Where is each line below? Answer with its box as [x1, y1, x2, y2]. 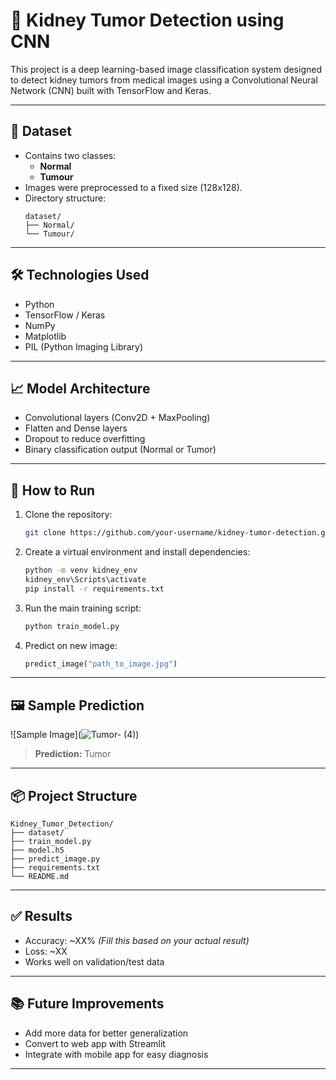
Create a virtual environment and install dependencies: [24, 546, 251, 558]
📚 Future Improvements [10, 995, 165, 1013]
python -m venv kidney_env [24, 565, 138, 576]
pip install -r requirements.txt [24, 584, 165, 594]
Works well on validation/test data [24, 955, 165, 968]
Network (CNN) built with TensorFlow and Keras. [10, 84, 212, 96]
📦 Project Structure [10, 787, 138, 804]
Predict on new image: [24, 639, 118, 651]
